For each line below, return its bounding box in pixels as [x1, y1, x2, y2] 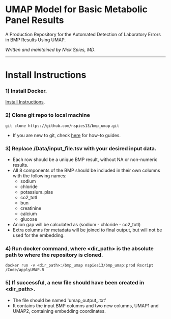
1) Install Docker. [5, 88, 47, 95]
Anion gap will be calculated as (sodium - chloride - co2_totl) [12, 222, 141, 228]
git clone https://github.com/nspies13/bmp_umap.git [5, 123, 120, 128]
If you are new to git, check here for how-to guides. [12, 132, 121, 138]
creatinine [20, 205, 42, 211]
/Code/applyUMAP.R [5, 268, 44, 273]
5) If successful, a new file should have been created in [5, 279, 145, 286]
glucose [20, 216, 37, 222]
